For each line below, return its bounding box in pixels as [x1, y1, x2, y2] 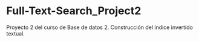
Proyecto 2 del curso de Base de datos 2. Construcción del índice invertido [6, 24, 194, 31]
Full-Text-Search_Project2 [6, 4, 142, 18]
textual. [6, 30, 25, 37]
